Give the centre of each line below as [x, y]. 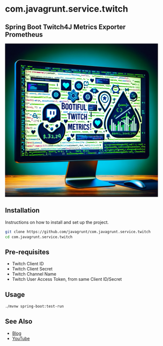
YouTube [21, 338]
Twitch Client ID [28, 264]
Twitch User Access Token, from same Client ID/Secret [67, 279]
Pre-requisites [27, 252]
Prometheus [24, 34]
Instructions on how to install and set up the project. [57, 222]
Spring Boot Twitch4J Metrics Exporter [65, 27]
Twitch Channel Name [34, 274]
